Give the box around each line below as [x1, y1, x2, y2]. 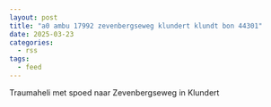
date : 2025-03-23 [9, 29, 74, 38]
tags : [9, 54, 30, 63]
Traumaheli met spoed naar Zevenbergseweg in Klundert [9, 86, 220, 98]
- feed [17, 63, 42, 72]
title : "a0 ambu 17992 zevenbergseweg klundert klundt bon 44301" [9, 21, 263, 30]
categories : [9, 37, 54, 47]
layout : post [9, 12, 58, 22]
